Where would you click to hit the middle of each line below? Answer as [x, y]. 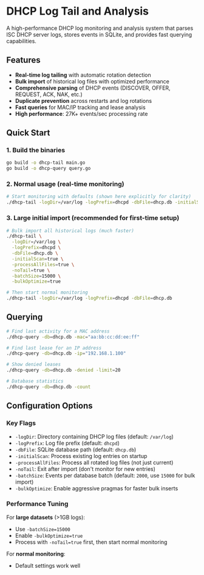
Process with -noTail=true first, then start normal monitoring [91, 542]
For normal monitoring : [36, 554]
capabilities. [21, 41]
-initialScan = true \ [38, 259]
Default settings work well [48, 565]
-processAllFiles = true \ [43, 264]
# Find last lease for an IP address [54, 348]
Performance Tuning [37, 504]
